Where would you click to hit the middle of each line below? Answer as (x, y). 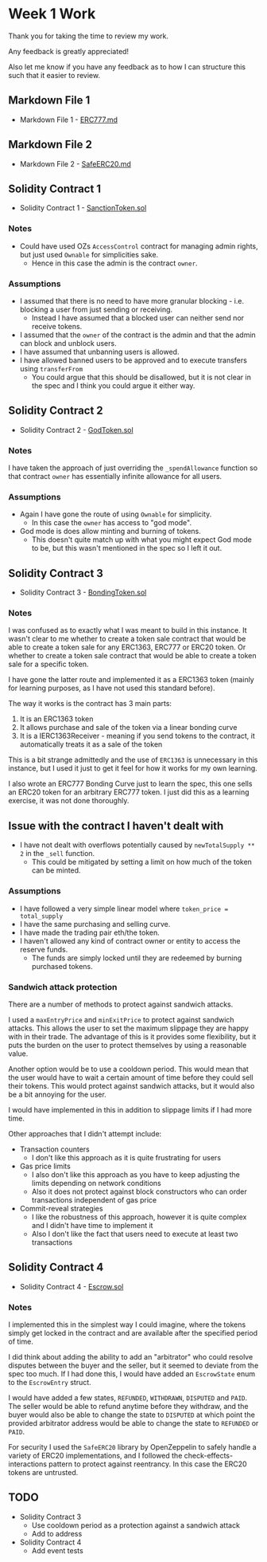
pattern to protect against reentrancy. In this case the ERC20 (148, 1464)
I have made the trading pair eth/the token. (90, 932)
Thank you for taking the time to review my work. (89, 36)
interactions (28, 1464)
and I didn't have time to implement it (92, 1225)
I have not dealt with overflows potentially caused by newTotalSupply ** (137, 845)
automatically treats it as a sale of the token (91, 744)
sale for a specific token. (48, 664)
